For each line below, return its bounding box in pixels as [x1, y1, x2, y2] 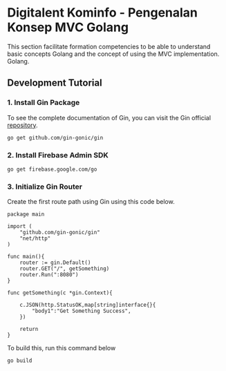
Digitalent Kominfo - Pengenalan [7, 5, 198, 21]
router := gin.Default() [19, 259, 91, 267]
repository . [7, 121, 38, 129]
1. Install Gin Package [7, 98, 80, 108]
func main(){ [7, 254, 45, 260]
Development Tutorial [7, 77, 102, 89]
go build [7, 357, 32, 364]
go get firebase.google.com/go [7, 166, 97, 173]
